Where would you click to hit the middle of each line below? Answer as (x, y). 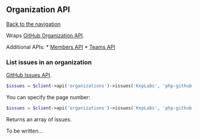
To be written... (25, 131)
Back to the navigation (33, 24)
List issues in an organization (49, 62)
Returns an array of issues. (39, 119)
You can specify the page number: (48, 97)
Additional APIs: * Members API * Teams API (61, 47)
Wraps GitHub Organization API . (45, 35)
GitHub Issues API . (29, 75)
